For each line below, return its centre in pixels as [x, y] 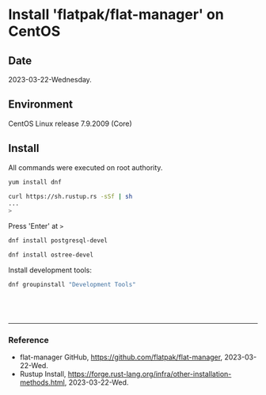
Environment [41, 104]
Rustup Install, [43, 374]
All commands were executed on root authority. [85, 167]
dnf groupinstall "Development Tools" [72, 284]
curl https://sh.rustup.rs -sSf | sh [70, 196]
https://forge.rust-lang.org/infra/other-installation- [150, 374]
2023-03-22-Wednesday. [50, 80]
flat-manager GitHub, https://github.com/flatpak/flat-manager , [121, 357]
